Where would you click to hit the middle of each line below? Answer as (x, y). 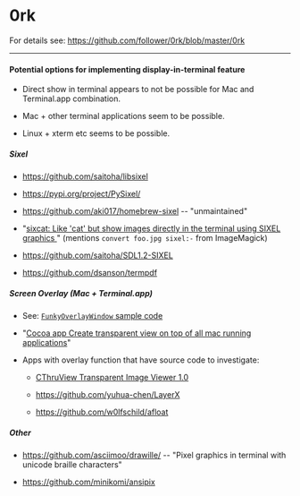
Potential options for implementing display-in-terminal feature (127, 69)
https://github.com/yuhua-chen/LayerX (108, 395)
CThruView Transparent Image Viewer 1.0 (112, 378)
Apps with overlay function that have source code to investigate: (141, 360)
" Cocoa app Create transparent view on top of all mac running (137, 333)
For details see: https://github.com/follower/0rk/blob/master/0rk (127, 40)
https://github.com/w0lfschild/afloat (102, 412)
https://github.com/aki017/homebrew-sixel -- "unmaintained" (135, 211)
